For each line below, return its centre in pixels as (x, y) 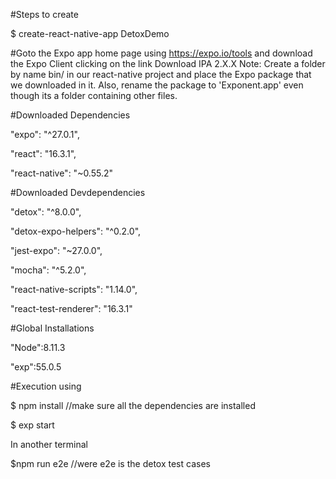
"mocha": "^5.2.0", (48, 270)
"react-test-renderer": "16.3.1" (71, 308)
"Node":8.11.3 (38, 347)
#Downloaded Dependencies (70, 115)
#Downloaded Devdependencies (78, 192)
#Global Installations (52, 328)
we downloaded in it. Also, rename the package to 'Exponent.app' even (157, 85)
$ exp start (32, 425)
